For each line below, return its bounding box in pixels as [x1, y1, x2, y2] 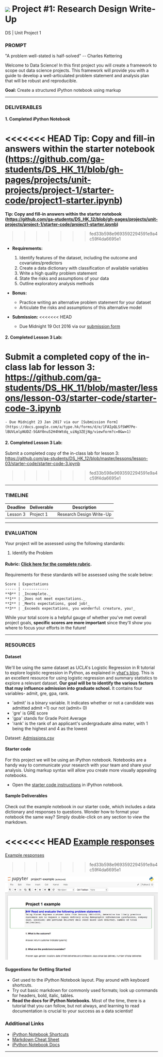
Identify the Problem [12, 550, 53, 556]
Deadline [7, 504, 26, 511]
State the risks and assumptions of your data [19, 275, 109, 281]
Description [72, 504, 97, 511]
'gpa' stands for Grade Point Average [12, 715, 86, 721]
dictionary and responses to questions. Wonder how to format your [5, 809, 139, 815]
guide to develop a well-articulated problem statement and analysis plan [5, 73, 149, 79]
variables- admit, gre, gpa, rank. [5, 690, 69, 696]
